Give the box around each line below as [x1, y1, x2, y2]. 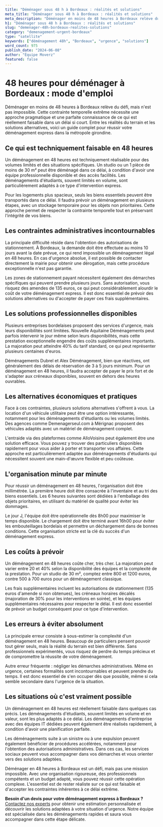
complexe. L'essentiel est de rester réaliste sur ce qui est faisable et [5, 781, 141, 787]
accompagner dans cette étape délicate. [5, 816, 86, 822]
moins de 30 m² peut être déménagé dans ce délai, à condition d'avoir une [5, 167, 154, 173]
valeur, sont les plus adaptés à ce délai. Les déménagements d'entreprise [5, 716, 152, 722]
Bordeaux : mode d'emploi [5, 88, 114, 99]
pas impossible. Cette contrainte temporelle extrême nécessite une [5, 109, 139, 115]
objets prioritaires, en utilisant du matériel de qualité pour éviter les [5, 498, 139, 504]
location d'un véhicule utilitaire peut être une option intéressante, [5, 410, 135, 416]
